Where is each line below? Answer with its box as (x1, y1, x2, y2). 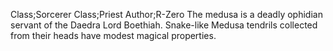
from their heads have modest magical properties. (10, 30, 217, 41)
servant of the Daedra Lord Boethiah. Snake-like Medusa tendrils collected (10, 19, 318, 31)
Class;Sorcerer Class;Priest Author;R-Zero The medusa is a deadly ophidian (10, 9, 323, 20)
